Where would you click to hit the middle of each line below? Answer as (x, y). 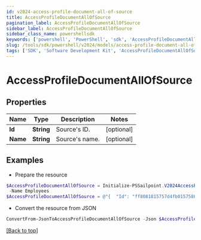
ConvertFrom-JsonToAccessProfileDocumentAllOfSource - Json (81, 219)
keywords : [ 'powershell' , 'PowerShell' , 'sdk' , (67, 40)
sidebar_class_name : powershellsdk (51, 34)
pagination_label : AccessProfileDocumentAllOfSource (73, 23)
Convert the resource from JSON (56, 208)
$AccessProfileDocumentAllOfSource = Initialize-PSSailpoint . (85, 186)
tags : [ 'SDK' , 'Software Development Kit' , (61, 51)
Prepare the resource (41, 175)
